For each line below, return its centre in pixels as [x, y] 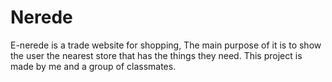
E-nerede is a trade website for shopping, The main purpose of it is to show [166, 45]
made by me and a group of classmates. [93, 66]
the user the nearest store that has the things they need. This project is [156, 55]
